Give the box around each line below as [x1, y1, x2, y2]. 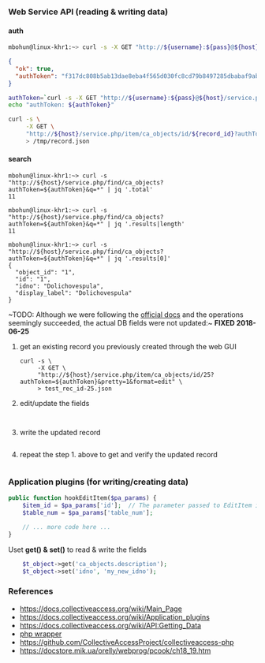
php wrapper [19, 629, 62, 639]
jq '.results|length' [114, 220, 185, 228]
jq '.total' [114, 185, 154, 193]
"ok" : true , [15, 65, 55, 73]
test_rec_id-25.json [44, 385, 112, 393]
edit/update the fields [19, 398, 90, 408]
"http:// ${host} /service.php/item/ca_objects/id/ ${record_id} [25, 130, 235, 138]
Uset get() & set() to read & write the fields [8, 545, 147, 554]
